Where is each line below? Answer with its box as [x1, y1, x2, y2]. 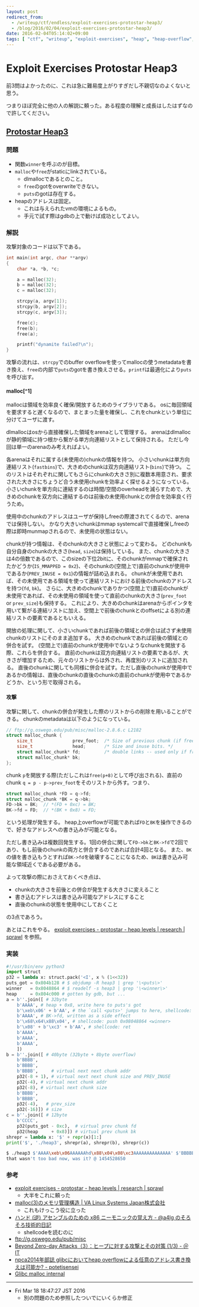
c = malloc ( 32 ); [17, 288, 57, 294]
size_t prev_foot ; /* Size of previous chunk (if [17, 738, 182, 744]
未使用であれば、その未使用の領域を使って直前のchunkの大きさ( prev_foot [6, 592, 187, 599]
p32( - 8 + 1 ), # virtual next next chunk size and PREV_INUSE [17, 1074, 171, 1080]
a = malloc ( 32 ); [17, 277, 57, 282]
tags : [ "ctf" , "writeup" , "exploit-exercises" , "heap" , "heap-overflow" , [6, 36, 195, 42]
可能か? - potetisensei [25, 1264, 79, 1271]
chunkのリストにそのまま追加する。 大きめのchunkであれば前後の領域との [6, 634, 188, 641]
